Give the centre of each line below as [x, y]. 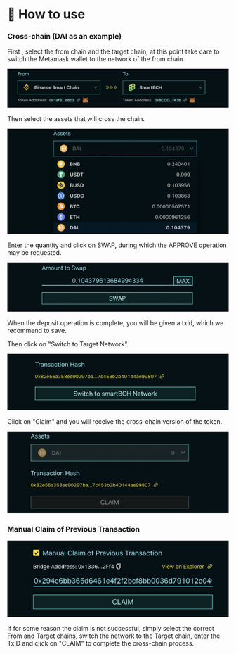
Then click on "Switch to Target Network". [68, 344]
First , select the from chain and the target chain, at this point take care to [113, 51]
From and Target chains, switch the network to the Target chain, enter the [114, 636]
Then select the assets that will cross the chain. [76, 119]
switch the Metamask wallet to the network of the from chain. [96, 59]
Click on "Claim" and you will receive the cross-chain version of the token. [115, 422]
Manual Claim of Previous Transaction [74, 529]
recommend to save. [37, 331]
